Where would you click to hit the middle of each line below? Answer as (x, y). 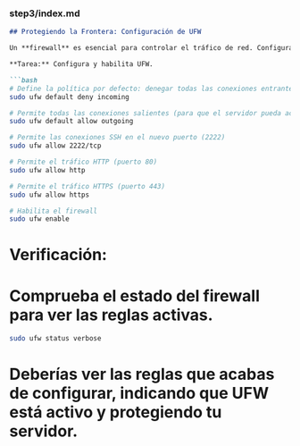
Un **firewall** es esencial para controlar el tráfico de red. (131, 48)
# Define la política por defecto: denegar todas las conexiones (133, 88)
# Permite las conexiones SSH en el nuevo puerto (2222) (117, 138)
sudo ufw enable (39, 219)
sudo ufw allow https (50, 195)
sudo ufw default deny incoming (69, 97)
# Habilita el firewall (54, 211)
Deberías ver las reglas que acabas (142, 374)
